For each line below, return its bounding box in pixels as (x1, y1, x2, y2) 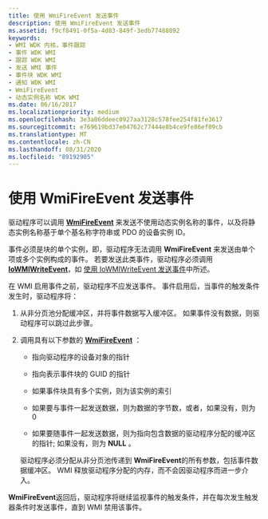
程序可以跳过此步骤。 (26, 319, 97, 328)
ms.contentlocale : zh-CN (8, 137, 91, 146)
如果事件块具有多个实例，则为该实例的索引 (31, 386, 172, 396)
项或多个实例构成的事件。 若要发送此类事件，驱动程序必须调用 (8, 255, 213, 264)
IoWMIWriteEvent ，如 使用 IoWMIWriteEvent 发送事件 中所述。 (8, 264, 215, 274)
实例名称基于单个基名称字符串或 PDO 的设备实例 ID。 (14, 228, 190, 237)
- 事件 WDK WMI (8, 49, 57, 57)
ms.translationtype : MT (8, 130, 88, 138)
